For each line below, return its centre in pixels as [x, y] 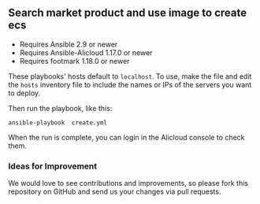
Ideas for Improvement [53, 166]
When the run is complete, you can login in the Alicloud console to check [127, 137]
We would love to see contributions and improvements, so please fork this [128, 184]
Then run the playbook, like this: [60, 108]
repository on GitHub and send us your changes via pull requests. [115, 191]
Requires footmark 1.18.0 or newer [74, 61]
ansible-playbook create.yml [58, 122]
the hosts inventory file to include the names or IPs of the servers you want [130, 84]
